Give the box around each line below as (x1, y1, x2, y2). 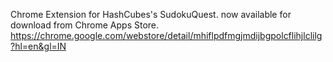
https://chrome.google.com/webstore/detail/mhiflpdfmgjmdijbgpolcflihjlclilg (10, 30, 323, 41)
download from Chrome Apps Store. (10, 19, 160, 31)
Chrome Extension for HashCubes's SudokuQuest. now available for (10, 9, 292, 20)
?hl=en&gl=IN (10, 40, 67, 52)
